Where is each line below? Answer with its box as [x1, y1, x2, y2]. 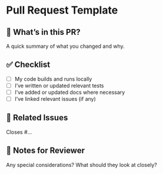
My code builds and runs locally [14, 75, 92, 83]
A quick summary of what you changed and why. [6, 42, 125, 50]
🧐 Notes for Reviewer [6, 146, 85, 156]
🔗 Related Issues [6, 113, 68, 123]
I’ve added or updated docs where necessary [14, 88, 125, 96]
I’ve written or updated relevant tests [14, 82, 104, 89]
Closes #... [6, 128, 32, 136]
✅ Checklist [6, 60, 51, 70]
